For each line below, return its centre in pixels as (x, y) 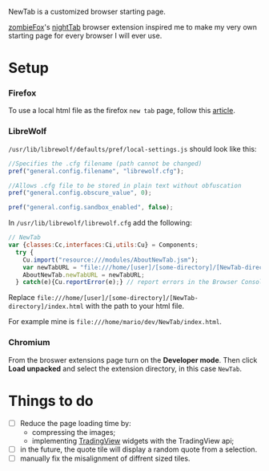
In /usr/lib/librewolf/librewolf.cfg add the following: (100, 223)
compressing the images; (74, 432)
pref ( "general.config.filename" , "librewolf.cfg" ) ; (96, 171)
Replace (22, 298)
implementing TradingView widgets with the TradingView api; (133, 441)
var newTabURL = (50, 267)
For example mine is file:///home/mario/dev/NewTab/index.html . (115, 322)
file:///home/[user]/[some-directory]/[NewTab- (117, 298)
